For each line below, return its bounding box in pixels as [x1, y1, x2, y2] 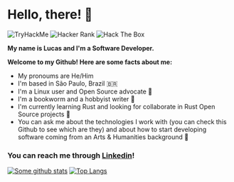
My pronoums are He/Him [17, 71, 94, 80]
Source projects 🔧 [17, 110, 71, 118]
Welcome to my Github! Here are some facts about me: [7, 57, 173, 66]
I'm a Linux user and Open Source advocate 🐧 [17, 87, 153, 96]
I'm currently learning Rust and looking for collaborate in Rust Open [17, 102, 216, 111]
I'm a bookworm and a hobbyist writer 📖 [17, 94, 135, 103]
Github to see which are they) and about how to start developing [17, 125, 207, 133]
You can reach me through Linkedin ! [7, 150, 135, 160]
